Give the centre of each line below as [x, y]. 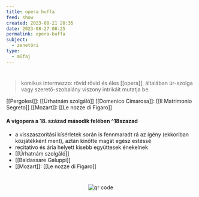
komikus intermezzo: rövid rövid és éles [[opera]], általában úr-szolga [107, 83]
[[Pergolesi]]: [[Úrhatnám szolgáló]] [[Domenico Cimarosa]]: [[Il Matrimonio [99, 101]
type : [13, 51]
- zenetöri [25, 46]
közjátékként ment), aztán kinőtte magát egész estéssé [83, 141]
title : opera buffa [31, 12]
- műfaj [21, 56]
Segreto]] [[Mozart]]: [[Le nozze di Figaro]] [59, 107]
